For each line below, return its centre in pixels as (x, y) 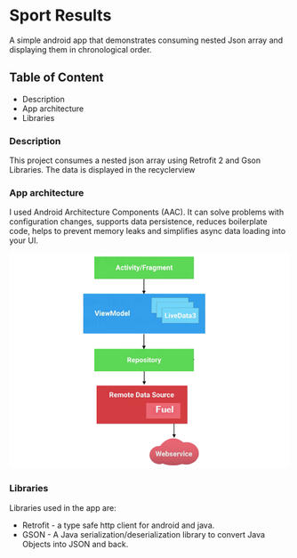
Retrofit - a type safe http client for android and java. (118, 525)
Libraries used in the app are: (63, 507)
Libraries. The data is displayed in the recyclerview (102, 170)
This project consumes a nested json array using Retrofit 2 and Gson (135, 160)
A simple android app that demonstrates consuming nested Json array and (146, 40)
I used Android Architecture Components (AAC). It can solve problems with (147, 212)
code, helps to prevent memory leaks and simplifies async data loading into (148, 231)
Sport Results (60, 16)
